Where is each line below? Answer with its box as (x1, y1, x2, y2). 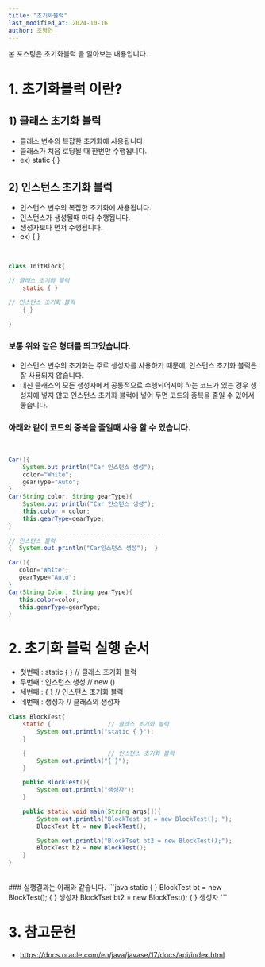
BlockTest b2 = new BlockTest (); (36, 844, 148, 852)
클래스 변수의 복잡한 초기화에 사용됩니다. (19, 137, 145, 146)
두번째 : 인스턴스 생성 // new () (19, 677, 116, 687)
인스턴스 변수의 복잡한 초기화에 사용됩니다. (19, 203, 152, 213)
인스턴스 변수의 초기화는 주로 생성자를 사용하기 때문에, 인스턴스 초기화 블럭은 (19, 360, 258, 370)
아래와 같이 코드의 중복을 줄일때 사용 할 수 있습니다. (8, 422, 191, 433)
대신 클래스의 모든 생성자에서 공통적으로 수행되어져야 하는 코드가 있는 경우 (19, 380, 249, 390)
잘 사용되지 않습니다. (19, 370, 84, 379)
